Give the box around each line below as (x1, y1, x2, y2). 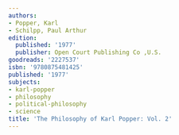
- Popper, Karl (8, 19, 59, 27)
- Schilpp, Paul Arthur (8, 26, 88, 34)
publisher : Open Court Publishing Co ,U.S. (15, 48, 161, 56)
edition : (8, 33, 37, 42)
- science (8, 108, 41, 116)
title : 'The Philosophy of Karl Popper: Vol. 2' (8, 115, 173, 123)
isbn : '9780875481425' (8, 64, 84, 71)
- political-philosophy (8, 100, 88, 108)
